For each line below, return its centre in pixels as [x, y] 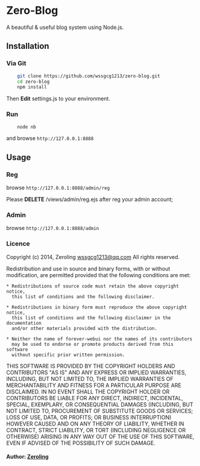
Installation [28, 46]
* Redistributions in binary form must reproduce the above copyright [97, 307]
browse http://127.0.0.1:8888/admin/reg [58, 188]
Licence [18, 244]
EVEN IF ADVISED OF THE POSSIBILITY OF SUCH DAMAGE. [81, 443]
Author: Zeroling [28, 457]
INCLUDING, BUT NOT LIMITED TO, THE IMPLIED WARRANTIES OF [90, 378]
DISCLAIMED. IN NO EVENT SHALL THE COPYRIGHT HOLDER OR [88, 391]
